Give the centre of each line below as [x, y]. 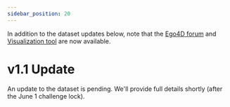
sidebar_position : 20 [39, 14]
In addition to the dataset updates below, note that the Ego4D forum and [112, 34]
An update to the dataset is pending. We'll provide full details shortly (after [115, 89]
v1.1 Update [41, 69]
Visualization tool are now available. [59, 41]
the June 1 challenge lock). [46, 96]
